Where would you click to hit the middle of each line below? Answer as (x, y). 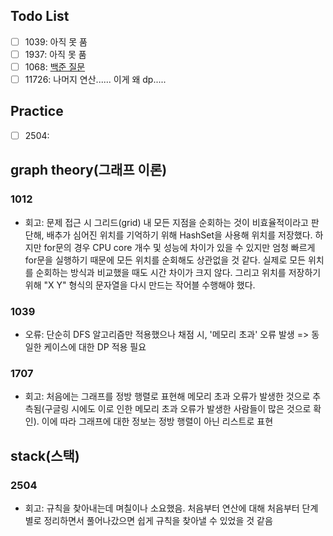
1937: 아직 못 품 (55, 54)
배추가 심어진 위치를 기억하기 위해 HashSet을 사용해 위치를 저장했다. (179, 235)
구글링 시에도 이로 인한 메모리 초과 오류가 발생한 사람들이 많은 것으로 (178, 409)
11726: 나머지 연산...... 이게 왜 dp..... (95, 79)
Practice (37, 111)
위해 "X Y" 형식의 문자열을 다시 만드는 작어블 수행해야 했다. (140, 285)
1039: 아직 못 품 (56, 41)
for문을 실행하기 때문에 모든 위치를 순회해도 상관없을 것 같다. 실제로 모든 (165, 260)
